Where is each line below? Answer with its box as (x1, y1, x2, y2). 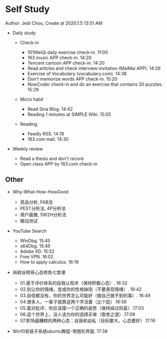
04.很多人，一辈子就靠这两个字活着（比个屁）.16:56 (20, 298, 127, 304)
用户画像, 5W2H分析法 (20, 212, 67, 218)
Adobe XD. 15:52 (20, 248, 55, 254)
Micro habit (20, 96, 44, 102)
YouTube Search (12, 228, 47, 234)
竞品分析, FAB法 (20, 199, 53, 205)
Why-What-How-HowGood (12, 189, 69, 195)
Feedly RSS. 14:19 (27, 130, 64, 136)
